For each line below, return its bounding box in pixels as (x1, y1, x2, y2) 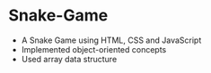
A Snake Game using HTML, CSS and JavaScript (21, 35, 202, 45)
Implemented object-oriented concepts (21, 44, 167, 54)
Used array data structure (21, 53, 118, 64)
